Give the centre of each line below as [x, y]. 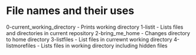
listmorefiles [21, 46]
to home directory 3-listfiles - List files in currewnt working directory [89, 39]
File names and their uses [70, 11]
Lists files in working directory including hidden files [104, 46]
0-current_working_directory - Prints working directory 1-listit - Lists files [95, 27]
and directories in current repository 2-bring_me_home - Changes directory [98, 33]
